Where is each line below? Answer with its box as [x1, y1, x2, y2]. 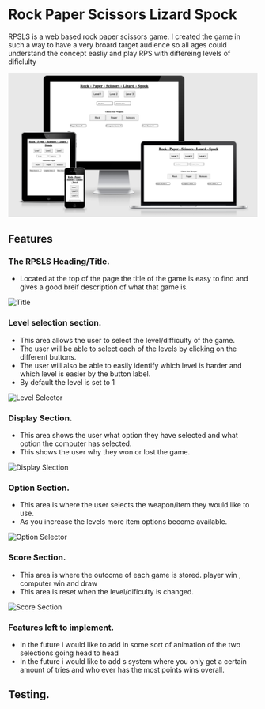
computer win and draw [19, 579, 97, 588]
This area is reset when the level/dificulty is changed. [19, 586, 194, 596]
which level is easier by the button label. [19, 369, 151, 379]
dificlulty [8, 57, 37, 66]
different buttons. [19, 352, 77, 361]
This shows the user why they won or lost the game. [19, 447, 191, 457]
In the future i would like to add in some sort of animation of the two [19, 639, 241, 649]
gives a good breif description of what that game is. [19, 282, 188, 292]
